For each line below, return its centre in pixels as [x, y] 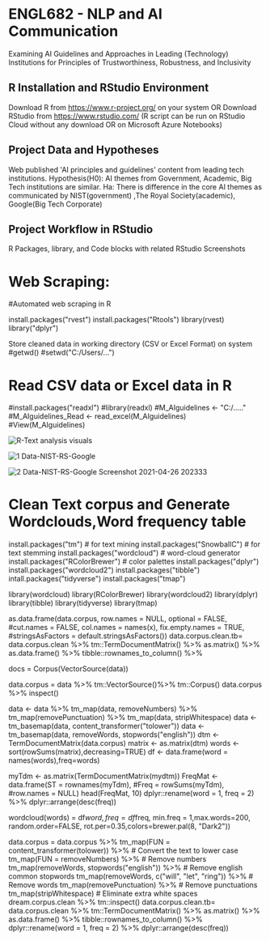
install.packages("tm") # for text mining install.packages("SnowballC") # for [135, 544]
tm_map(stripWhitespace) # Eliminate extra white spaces [103, 894]
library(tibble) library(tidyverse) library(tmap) [83, 603]
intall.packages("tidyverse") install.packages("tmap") [97, 579]
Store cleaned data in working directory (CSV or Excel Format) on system [131, 344]
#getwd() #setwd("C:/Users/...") [61, 352]
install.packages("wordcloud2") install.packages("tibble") [104, 570]
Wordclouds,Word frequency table [127, 522]
